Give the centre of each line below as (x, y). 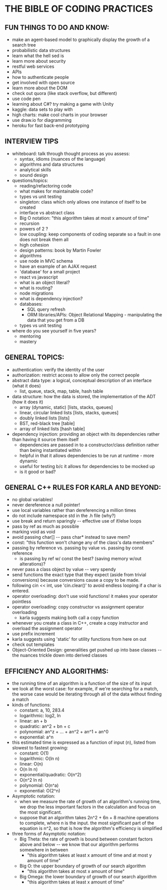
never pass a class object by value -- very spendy (64, 570)
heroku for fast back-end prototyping (51, 125)
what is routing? (36, 288)
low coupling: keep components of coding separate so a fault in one (90, 234)
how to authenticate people (40, 77)
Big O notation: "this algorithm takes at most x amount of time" (84, 218)
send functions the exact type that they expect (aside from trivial (79, 575)
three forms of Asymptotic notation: (49, 834)
